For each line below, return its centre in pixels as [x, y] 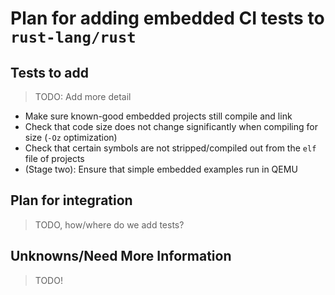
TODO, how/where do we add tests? [109, 224]
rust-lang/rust [73, 37]
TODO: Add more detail [83, 96]
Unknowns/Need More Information [121, 256]
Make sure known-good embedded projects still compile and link [158, 116]
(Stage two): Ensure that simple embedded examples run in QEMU [161, 169]
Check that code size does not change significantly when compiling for [171, 126]
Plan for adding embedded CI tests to [167, 18]
